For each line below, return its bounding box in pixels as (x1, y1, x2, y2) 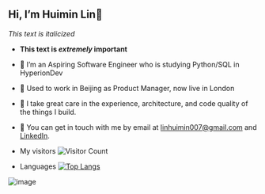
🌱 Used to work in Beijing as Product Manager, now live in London (19, 83, 235, 93)
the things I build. (19, 107, 77, 116)
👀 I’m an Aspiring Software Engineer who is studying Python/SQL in (19, 59, 240, 69)
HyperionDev (19, 68, 63, 78)
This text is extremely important (19, 44, 128, 54)
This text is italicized (8, 29, 75, 38)
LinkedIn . (19, 131, 50, 140)
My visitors (19, 146, 56, 155)
